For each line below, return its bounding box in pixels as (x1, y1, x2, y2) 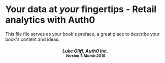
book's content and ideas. (5, 36, 60, 42)
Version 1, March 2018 (65, 53, 106, 58)
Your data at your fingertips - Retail (5, 4, 157, 15)
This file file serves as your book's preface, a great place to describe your (5, 31, 160, 37)
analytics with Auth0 (5, 14, 95, 26)
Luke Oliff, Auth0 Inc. (62, 48, 108, 54)
